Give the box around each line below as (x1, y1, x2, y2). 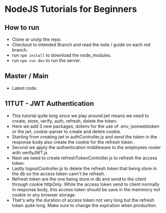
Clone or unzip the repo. (11, 36, 62, 42)
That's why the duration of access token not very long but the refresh (11, 197, 155, 203)
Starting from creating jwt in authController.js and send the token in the (11, 134, 158, 140)
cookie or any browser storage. (11, 192, 77, 198)
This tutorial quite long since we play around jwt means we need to (11, 113, 149, 119)
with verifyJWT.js (11, 149, 48, 155)
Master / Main (4, 72, 49, 80)
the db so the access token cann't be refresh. (11, 170, 105, 177)
